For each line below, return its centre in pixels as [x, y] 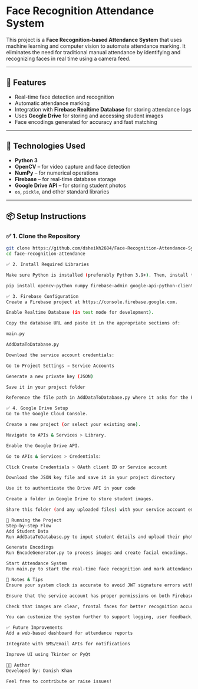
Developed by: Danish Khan [39, 671]
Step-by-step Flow [29, 526]
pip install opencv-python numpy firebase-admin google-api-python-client [100, 286]
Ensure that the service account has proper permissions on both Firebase [100, 596]
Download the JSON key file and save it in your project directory [91, 478]
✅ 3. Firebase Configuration [42, 296]
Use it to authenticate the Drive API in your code [71, 488]
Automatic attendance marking [52, 103]
